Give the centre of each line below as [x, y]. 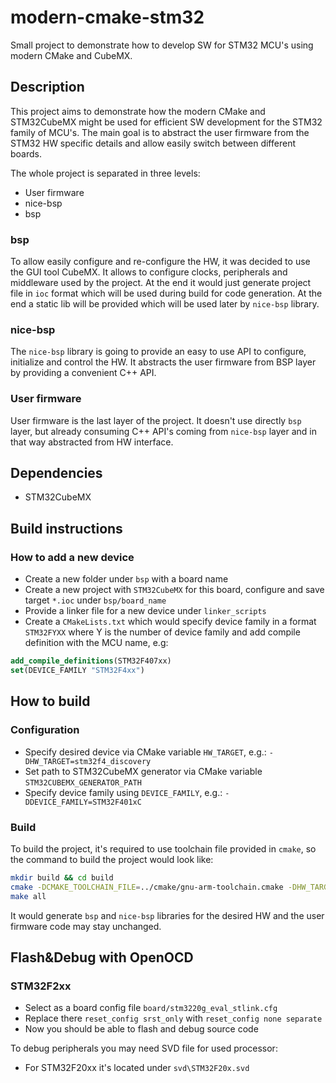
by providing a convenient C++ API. [83, 373]
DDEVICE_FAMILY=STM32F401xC [83, 802]
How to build [50, 701]
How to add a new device [72, 557]
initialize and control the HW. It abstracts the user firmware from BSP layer [163, 362]
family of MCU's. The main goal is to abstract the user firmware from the [160, 132]
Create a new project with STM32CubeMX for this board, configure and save [174, 590]
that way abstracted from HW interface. [92, 442]
